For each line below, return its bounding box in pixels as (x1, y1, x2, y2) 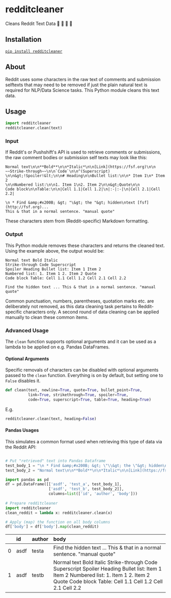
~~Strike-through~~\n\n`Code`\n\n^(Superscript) (5, 169, 110, 174)
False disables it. (5, 378, 41, 384)
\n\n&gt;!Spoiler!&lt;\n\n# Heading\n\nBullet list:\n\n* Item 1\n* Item (5, 173, 165, 179)
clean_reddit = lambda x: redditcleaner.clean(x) (5, 510, 113, 515)
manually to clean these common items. (5, 314, 89, 320)
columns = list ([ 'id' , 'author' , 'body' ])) (48, 491, 138, 496)
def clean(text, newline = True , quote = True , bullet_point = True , (5, 388, 142, 393)
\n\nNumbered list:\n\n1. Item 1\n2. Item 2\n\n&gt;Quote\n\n (5, 182, 140, 187)
